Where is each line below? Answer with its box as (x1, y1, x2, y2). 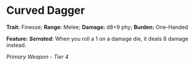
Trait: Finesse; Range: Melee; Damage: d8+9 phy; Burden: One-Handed (6, 23, 189, 31)
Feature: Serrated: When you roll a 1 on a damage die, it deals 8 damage (6, 35, 189, 42)
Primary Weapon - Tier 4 (6, 53, 69, 60)
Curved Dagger (6, 4, 85, 17)
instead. (6, 41, 27, 49)
